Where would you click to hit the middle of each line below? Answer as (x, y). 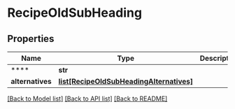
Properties (31, 39)
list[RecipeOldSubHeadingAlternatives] (126, 81)
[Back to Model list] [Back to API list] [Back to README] (87, 99)
